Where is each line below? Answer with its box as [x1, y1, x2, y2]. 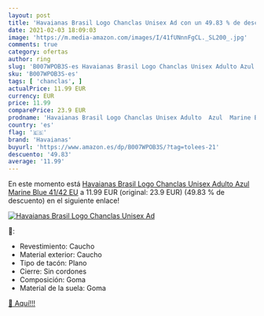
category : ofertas [8, 48, 68, 56]
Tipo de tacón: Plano [19, 259, 87, 268]
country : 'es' [8, 121, 55, 129]
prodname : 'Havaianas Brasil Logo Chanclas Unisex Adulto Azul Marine [8, 114, 251, 122]
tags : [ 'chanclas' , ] [8, 77, 82, 85]
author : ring [8, 56, 51, 64]
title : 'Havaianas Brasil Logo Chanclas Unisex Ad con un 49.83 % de [8, 19, 241, 27]
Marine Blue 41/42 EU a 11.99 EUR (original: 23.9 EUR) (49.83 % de [8, 188, 225, 197]
